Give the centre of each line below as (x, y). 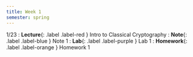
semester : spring (28, 17)
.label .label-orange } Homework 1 (48, 47)
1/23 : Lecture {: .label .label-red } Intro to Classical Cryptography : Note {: (97, 34)
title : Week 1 (24, 12)
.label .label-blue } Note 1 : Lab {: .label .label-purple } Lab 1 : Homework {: (97, 41)
